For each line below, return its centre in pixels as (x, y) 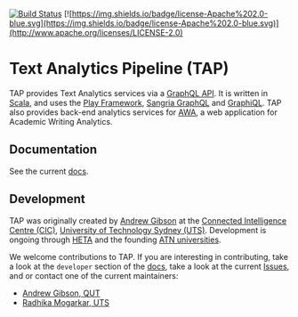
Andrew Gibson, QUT (61, 293)
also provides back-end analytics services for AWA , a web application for (143, 112)
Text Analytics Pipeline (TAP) (119, 69)
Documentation (53, 150)
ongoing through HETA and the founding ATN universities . (115, 240)
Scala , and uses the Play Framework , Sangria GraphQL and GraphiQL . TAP (145, 102)
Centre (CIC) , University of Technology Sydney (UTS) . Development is (138, 230)
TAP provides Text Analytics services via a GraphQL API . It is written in (139, 93)
